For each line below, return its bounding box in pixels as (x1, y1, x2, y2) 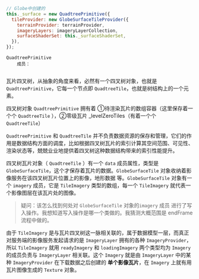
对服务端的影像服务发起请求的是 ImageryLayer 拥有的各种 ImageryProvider (6, 237, 187, 243)
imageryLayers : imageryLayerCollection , (17, 27, 118, 34)
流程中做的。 (20, 217, 52, 223)
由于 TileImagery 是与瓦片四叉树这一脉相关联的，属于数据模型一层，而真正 (6, 229, 189, 236)
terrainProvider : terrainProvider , (17, 22, 105, 28)
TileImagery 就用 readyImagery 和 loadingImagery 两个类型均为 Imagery (17, 244, 191, 251)
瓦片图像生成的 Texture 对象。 (6, 267, 80, 273)
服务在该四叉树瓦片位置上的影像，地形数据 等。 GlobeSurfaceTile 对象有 (11, 175, 187, 181)
